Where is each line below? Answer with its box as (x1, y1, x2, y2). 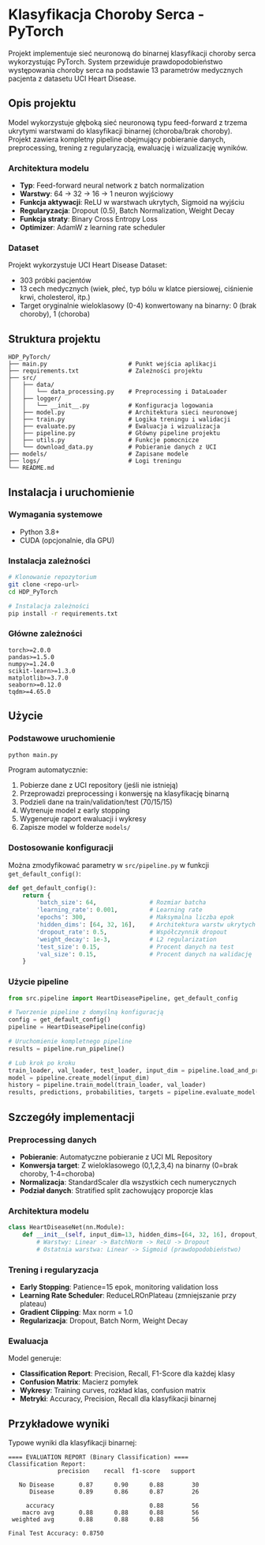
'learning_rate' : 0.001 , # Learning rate (36, 906, 203, 915)
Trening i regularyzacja (8, 1264, 99, 1275)
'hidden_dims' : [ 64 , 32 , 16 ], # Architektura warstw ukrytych (36, 921, 256, 929)
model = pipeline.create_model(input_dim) (8, 1074, 150, 1081)
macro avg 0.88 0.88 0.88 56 (22, 1509, 200, 1517)
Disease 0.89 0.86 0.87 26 (28, 1488, 200, 1496)
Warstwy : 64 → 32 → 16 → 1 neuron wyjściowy (19, 189, 174, 199)
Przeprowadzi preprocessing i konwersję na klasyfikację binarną (19, 789, 230, 798)
